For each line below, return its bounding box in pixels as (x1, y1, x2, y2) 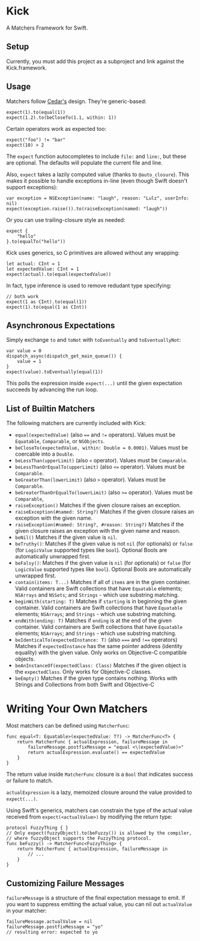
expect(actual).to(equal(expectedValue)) (6, 271, 112, 277)
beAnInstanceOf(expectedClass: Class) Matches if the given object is (14, 662, 187, 669)
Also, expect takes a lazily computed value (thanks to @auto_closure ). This (6, 171, 189, 178)
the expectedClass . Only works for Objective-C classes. (14, 668, 152, 676)
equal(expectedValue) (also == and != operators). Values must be (14, 431, 176, 438)
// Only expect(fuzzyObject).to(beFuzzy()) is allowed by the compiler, (6, 830, 192, 836)
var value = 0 (6, 348, 42, 354)
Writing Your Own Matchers (6, 702, 148, 716)
